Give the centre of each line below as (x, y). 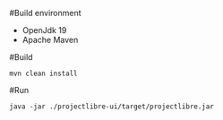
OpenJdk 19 (44, 30)
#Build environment (46, 13)
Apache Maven (50, 40)
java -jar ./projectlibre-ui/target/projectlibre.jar (112, 107)
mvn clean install (43, 73)
